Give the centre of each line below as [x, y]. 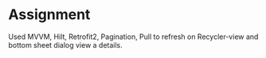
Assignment [49, 15]
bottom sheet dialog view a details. [66, 44]
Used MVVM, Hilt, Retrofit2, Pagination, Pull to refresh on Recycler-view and [133, 37]
